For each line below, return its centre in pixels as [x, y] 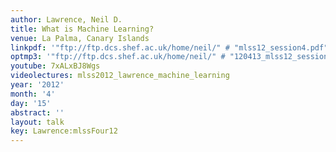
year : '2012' [37, 85]
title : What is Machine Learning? [82, 29]
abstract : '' [37, 112]
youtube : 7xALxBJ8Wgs [55, 66]
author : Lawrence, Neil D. [66, 19]
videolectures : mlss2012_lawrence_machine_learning [120, 76]
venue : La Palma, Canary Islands [80, 38]
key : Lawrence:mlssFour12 [64, 131]
